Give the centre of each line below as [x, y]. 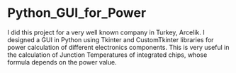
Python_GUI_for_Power [77, 13]
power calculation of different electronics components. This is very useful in [118, 47]
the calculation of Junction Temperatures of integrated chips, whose [107, 55]
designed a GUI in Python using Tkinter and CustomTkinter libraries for [111, 39]
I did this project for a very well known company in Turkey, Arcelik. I [106, 32]
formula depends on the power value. [62, 62]
